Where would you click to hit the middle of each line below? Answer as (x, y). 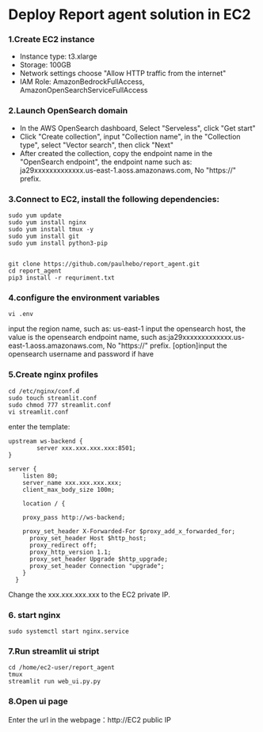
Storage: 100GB (45, 65)
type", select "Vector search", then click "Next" (97, 145)
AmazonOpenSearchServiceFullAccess (84, 90)
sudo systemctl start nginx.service (69, 631)
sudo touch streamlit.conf (53, 398)
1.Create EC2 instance (51, 40)
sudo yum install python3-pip (58, 243)
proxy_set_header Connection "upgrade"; (97, 566)
